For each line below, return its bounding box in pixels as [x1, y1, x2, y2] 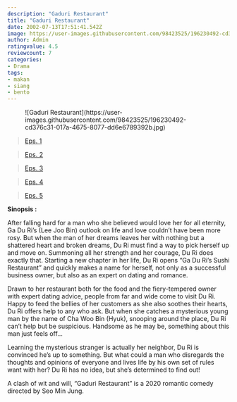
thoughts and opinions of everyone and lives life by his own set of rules [7, 358, 214, 367]
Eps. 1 [24, 137, 42, 145]
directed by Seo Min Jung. [7, 387, 85, 395]
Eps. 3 [24, 164, 44, 172]
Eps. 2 [24, 151, 44, 159]
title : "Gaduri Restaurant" [7, 17, 90, 24]
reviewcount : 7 [7, 50, 52, 57]
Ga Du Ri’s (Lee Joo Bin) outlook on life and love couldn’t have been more [7, 226, 221, 234]
